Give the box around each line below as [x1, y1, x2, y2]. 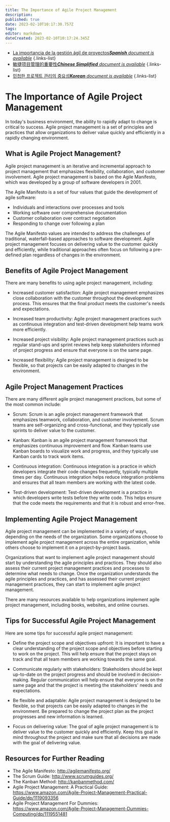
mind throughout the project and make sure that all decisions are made [12, 734, 161, 740]
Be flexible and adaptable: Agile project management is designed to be [12, 697, 161, 703]
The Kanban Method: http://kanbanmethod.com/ [12, 778, 114, 784]
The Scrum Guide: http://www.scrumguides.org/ [12, 773, 114, 779]
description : [5, 12, 33, 17]
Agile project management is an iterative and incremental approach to [5, 163, 151, 169]
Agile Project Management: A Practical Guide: [12, 784, 108, 790]
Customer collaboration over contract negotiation [12, 215, 116, 221]
